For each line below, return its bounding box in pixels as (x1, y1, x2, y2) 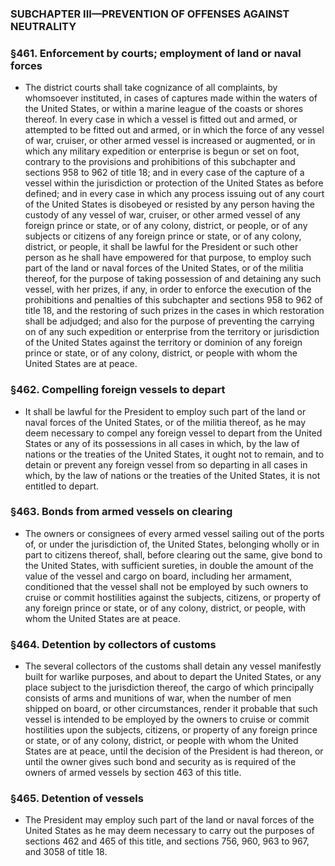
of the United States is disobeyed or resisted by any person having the (24, 198, 316, 211)
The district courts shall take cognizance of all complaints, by (24, 82, 278, 94)
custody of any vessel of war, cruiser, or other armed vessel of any (24, 209, 301, 221)
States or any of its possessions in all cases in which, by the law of (24, 437, 300, 449)
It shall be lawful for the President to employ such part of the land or (24, 405, 307, 417)
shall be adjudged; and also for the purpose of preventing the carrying (24, 315, 315, 327)
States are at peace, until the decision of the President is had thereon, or (24, 745, 324, 757)
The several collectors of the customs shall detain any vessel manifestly (24, 660, 322, 672)
